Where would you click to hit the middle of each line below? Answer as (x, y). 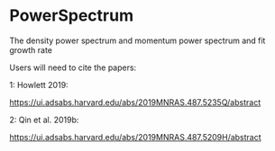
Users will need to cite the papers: (73, 67)
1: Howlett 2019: (39, 84)
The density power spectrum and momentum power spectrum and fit (137, 40)
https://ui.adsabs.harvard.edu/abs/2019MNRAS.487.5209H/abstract (135, 137)
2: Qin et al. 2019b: (44, 120)
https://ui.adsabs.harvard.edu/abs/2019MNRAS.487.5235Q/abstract (135, 102)
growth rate (31, 49)
